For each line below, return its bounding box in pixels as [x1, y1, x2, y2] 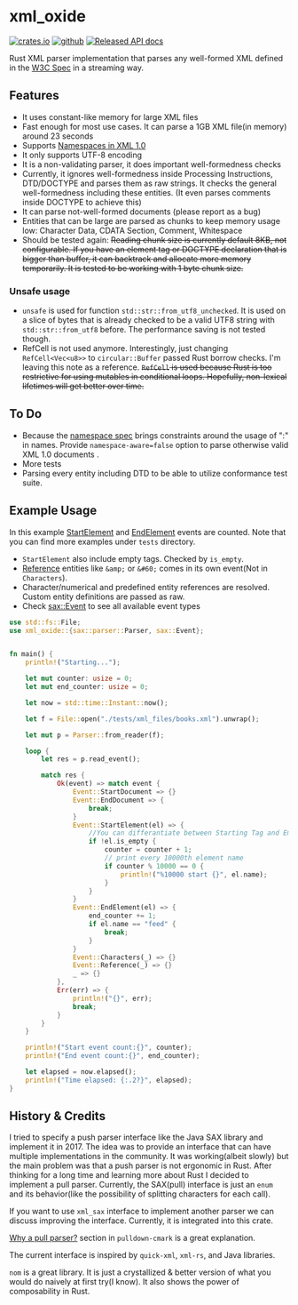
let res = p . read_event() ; [41, 755, 141, 764]
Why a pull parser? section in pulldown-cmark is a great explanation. [9, 1233, 255, 1244]
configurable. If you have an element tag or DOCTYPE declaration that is [21, 244, 287, 254]
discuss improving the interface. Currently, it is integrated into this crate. [9, 1215, 273, 1226]
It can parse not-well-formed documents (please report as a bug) [21, 206, 262, 217]
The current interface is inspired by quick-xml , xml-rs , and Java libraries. [9, 1250, 276, 1261]
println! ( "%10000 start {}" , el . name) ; [120, 869, 268, 879]
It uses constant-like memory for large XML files [21, 111, 199, 122]
